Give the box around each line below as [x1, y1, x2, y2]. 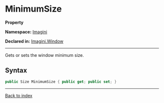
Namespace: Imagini [5, 29, 47, 34]
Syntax [5, 67, 27, 75]
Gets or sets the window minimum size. [5, 52, 84, 58]
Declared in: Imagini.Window [5, 38, 63, 44]
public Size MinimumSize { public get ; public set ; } [5, 79, 117, 84]
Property [5, 19, 24, 25]
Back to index [5, 92, 33, 98]
